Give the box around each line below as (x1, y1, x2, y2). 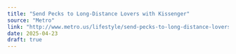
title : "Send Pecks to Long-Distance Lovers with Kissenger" (7, 10, 190, 18)
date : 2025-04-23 (7, 29, 58, 37)
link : (7, 23, 23, 30)
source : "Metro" (7, 17, 55, 24)
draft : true (7, 36, 42, 43)
